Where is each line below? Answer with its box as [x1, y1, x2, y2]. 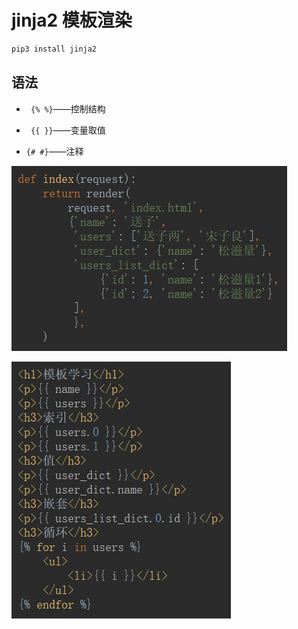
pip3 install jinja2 [11, 44, 98, 54]
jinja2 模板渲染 [11, 9, 133, 32]
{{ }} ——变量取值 [30, 124, 106, 136]
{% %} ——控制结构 [30, 102, 106, 115]
